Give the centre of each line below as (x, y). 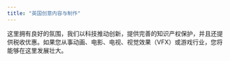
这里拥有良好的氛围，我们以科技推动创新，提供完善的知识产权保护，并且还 (112, 33)
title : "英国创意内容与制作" (44, 13)
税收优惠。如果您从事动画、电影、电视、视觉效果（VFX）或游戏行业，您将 (118, 42)
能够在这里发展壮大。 (37, 50)
